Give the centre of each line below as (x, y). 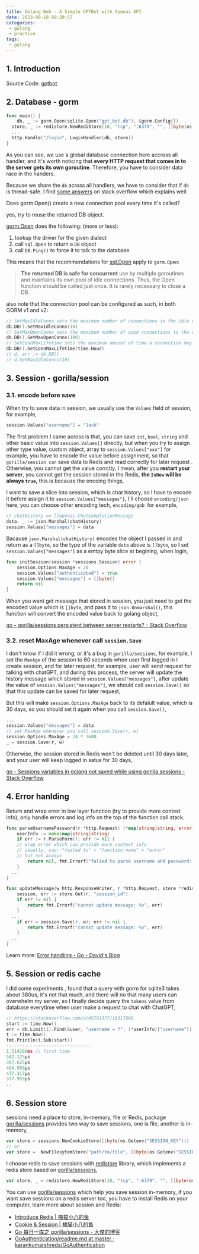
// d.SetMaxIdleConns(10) (38, 360)
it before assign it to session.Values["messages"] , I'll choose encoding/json (97, 499)
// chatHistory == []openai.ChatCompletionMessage (70, 516)
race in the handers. (31, 174)
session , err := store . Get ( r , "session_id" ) (73, 894)
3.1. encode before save (41, 395)
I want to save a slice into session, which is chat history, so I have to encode (99, 493)
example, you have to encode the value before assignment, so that (87, 456)
